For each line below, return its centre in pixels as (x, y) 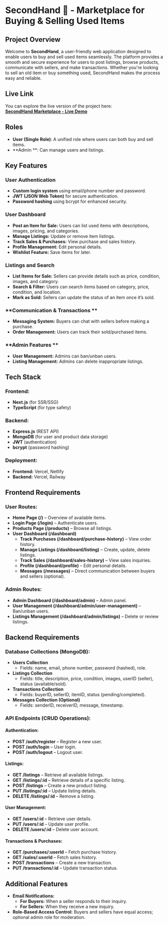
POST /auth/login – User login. (44, 747)
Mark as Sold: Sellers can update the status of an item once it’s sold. (83, 297)
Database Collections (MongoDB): (48, 652)
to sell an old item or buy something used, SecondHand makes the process (83, 73)
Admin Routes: (24, 589)
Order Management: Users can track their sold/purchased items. (80, 332)
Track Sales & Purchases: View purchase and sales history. (74, 241)
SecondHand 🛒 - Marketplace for (75, 10)
